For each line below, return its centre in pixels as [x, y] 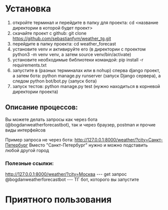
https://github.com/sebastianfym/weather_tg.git [62, 38]
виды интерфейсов [25, 130]
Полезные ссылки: [29, 163]
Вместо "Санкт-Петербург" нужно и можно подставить [88, 145]
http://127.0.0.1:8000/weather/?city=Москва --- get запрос [66, 174]
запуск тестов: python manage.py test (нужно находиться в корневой [86, 86]
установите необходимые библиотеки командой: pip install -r [78, 59]
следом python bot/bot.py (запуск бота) [54, 81]
